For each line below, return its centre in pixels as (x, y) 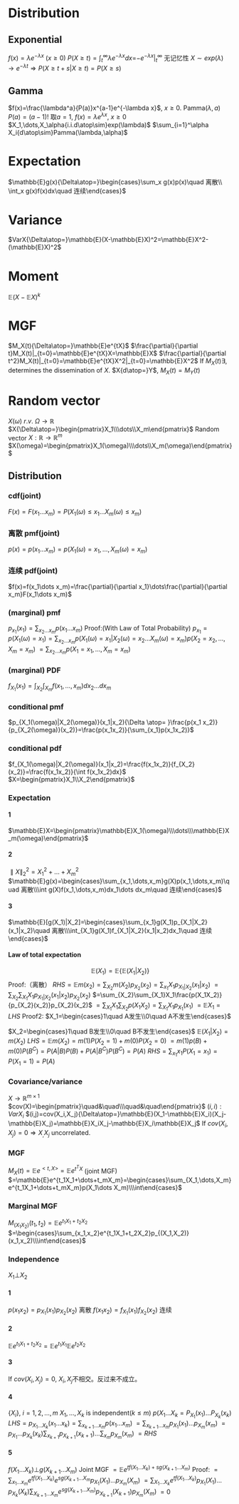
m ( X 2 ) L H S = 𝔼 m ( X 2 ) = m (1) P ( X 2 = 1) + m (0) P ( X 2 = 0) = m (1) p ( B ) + (108, 1041)
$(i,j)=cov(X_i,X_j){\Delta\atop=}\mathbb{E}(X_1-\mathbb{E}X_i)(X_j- (126, 1114)
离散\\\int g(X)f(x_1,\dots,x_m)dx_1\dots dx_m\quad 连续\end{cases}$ (122, 889)
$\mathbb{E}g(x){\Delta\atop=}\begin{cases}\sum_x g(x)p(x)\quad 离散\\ (115, 182)
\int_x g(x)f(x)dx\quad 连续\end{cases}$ (67, 191)
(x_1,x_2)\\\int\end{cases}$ (47, 1241)
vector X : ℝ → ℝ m (35, 437)
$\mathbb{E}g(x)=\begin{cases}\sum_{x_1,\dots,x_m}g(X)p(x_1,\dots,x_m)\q (119, 881)
